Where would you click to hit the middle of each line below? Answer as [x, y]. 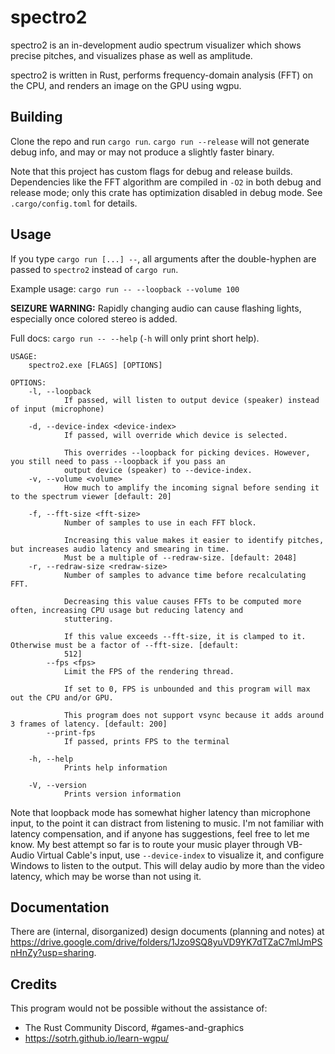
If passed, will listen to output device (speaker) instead [191, 400]
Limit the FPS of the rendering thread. [149, 671]
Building [36, 117]
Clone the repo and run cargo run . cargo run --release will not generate [160, 141]
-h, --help [51, 759]
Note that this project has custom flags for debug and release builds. [151, 171]
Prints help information [115, 767]
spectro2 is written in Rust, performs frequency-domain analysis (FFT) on [161, 75]
